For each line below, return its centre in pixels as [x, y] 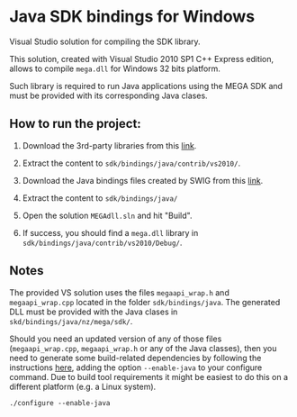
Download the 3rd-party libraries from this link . [109, 145]
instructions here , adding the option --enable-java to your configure [136, 367]
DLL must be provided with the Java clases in [94, 312]
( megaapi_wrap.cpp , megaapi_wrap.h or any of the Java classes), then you [143, 348]
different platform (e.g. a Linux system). [83, 386]
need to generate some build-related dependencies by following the [135, 358]
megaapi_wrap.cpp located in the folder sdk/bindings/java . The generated [145, 302]
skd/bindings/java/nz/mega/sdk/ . [71, 321]
